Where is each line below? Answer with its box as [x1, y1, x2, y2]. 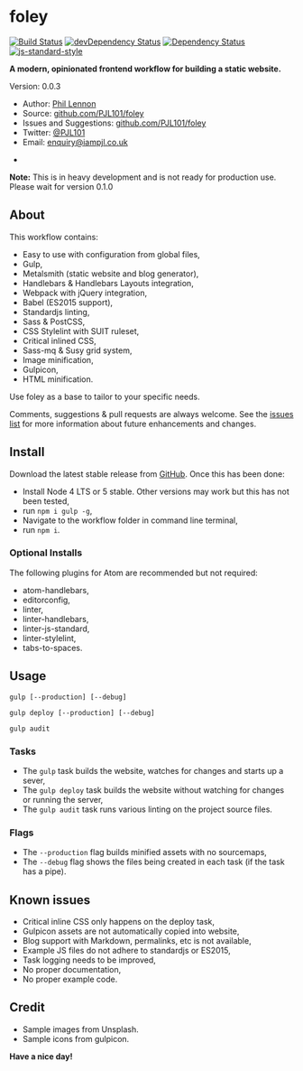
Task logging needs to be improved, [22, 955, 156, 965]
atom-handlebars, [22, 584, 89, 595]
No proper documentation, [22, 964, 122, 975]
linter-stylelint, [22, 632, 77, 643]
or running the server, [22, 794, 104, 805]
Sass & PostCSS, [22, 316, 86, 327]
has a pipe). [22, 866, 67, 877]
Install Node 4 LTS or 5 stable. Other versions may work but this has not [22, 486, 290, 497]
